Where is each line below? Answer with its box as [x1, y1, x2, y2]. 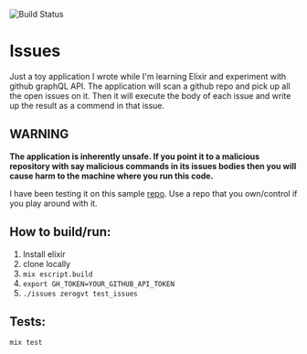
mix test [9, 338, 43, 348]
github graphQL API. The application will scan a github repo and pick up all [9, 80, 291, 91]
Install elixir [22, 248, 66, 260]
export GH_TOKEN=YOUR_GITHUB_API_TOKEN [22, 279, 175, 288]
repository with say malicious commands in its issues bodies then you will [9, 160, 297, 171]
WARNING [9, 126, 69, 142]
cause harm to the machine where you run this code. [9, 170, 214, 181]
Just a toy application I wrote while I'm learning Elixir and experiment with [9, 70, 287, 81]
